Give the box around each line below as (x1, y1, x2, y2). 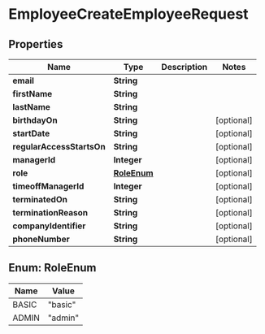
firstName (12, 89, 53, 99)
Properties (8, 37, 63, 51)
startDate (12, 128, 50, 139)
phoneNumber (12, 233, 71, 245)
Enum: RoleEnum (8, 261, 97, 275)
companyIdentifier (12, 220, 86, 232)
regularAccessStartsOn (12, 141, 106, 152)
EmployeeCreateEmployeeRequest (8, 5, 250, 24)
